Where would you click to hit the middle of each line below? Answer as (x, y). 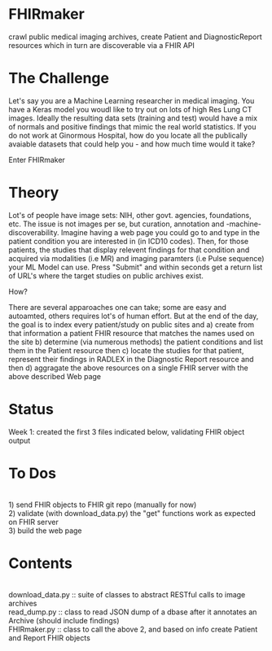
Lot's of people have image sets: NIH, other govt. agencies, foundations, (130, 215)
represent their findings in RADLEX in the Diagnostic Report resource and (131, 359)
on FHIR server (34, 522)
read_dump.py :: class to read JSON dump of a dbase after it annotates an (133, 612)
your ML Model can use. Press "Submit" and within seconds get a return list (136, 267)
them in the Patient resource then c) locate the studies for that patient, (126, 350)
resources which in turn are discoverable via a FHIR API (102, 45)
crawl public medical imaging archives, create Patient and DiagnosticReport (135, 37)
